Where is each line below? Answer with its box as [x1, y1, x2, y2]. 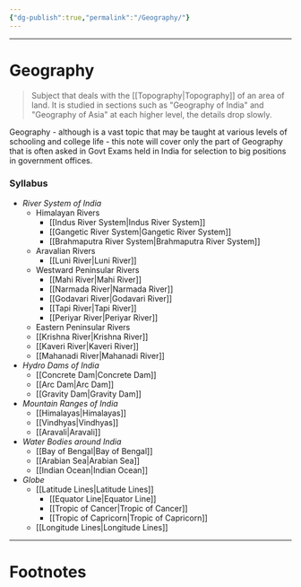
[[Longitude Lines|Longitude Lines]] [35, 521, 168, 532]
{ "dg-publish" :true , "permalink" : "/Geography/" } [9, 13, 191, 22]
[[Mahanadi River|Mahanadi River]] [35, 350, 166, 361]
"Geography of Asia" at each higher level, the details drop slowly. [30, 109, 272, 119]
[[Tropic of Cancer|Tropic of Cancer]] [48, 503, 188, 513]
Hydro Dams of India [21, 360, 100, 371]
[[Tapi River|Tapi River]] [48, 302, 137, 313]
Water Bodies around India [21, 436, 122, 447]
